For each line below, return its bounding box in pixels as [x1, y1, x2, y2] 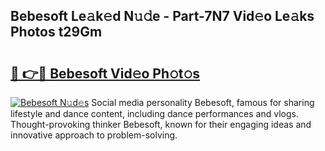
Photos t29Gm [10, 24, 103, 41]
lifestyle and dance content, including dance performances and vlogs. [10, 108, 299, 119]
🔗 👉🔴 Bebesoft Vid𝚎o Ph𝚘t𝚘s [10, 65, 201, 82]
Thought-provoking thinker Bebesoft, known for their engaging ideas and [10, 119, 312, 130]
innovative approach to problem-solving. [10, 129, 178, 141]
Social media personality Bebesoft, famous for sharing [91, 97, 315, 108]
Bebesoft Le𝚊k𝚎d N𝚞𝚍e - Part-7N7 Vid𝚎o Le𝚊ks [10, 8, 315, 25]
